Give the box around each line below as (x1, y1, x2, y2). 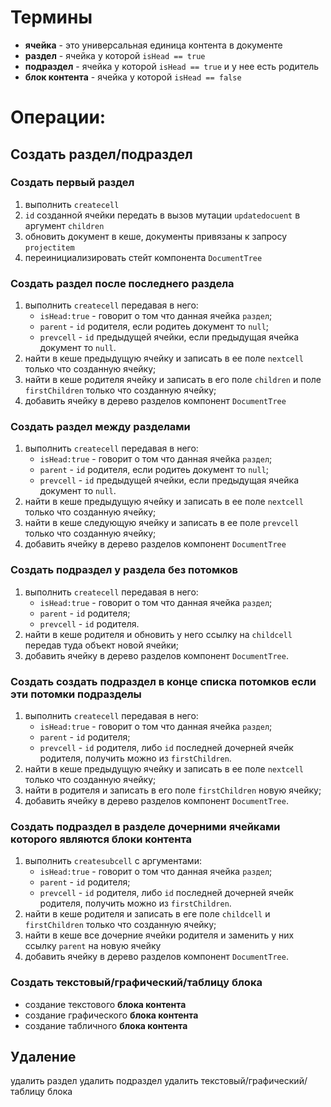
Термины (10, 6, 93, 29)
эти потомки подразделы (10, 687, 142, 701)
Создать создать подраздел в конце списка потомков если (10, 674, 317, 688)
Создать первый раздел (10, 176, 135, 190)
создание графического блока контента (24, 1009, 199, 1021)
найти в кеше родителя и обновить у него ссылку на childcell (24, 628, 293, 640)
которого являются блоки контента (10, 832, 193, 846)
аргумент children (24, 219, 105, 231)
